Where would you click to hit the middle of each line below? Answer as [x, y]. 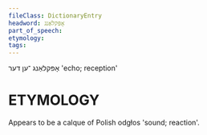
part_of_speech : [35, 30]
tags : [17, 46]
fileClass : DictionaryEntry [55, 16]
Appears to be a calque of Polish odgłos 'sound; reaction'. [104, 123]
